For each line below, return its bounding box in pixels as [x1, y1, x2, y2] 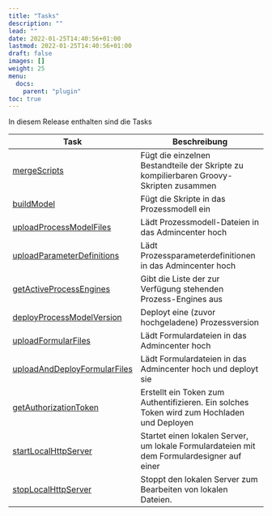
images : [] [8, 58, 45, 66]
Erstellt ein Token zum [140, 386, 225, 398]
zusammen [174, 180, 217, 191]
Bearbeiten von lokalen [140, 484, 228, 495]
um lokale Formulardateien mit [140, 441, 256, 452]
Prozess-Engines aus [140, 293, 223, 305]
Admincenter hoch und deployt [140, 364, 259, 375]
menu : [8, 72, 27, 80]
